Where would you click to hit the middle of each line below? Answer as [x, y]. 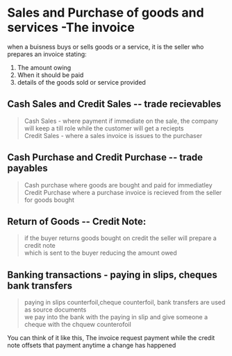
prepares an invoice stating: [47, 54]
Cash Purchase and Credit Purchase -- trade [105, 158]
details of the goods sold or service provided [81, 82]
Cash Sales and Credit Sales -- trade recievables [114, 104]
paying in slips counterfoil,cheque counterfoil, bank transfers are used [125, 303]
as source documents [55, 310]
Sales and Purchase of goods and [106, 13]
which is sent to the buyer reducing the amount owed [100, 253]
